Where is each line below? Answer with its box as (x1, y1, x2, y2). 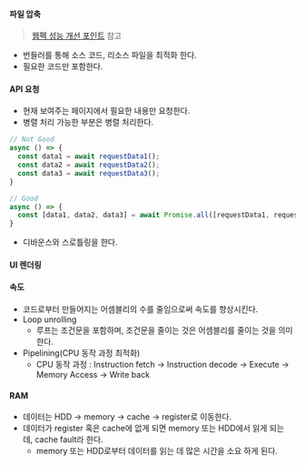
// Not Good (9, 135, 54, 145)
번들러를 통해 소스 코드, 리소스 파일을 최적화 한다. (22, 50, 197, 61)
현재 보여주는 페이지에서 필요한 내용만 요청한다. (22, 106, 191, 116)
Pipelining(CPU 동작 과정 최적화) (22, 347, 141, 359)
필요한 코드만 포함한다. (22, 61, 103, 72)
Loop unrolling (22, 314, 77, 325)
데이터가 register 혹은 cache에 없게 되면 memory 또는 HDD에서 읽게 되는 (22, 423, 284, 434)
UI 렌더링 (9, 259, 43, 270)
